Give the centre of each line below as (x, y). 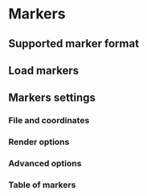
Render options (39, 142)
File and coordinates (49, 121)
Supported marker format (73, 44)
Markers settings (52, 98)
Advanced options (45, 163)
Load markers (44, 70)
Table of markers (42, 185)
